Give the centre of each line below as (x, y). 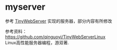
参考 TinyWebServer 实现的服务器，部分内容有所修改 (58, 21)
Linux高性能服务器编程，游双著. (37, 42)
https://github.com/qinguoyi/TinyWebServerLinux (55, 37)
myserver (25, 7)
